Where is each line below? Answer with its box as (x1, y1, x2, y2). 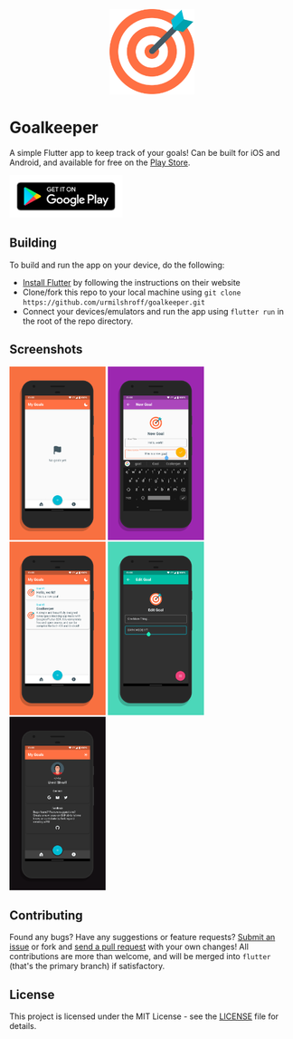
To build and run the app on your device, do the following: (9, 259, 225, 270)
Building (9, 236, 57, 251)
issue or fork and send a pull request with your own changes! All (9, 941, 249, 952)
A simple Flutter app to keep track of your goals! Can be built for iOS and (9, 147, 280, 158)
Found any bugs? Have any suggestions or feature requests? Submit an (9, 932, 276, 943)
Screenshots (9, 342, 83, 357)
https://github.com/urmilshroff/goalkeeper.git (22, 297, 205, 307)
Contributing (9, 908, 83, 923)
